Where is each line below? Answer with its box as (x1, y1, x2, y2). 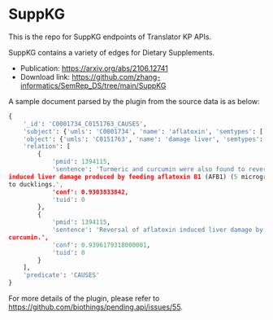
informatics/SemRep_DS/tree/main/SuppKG (19, 81, 167, 90)
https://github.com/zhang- (71, 72, 161, 81)
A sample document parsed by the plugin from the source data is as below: (8, 96, 260, 106)
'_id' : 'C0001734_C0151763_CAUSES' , (23, 120, 148, 128)
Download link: (19, 72, 71, 81)
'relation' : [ (23, 142, 71, 151)
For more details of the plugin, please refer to (8, 294, 160, 304)
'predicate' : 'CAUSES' (23, 271, 100, 279)
